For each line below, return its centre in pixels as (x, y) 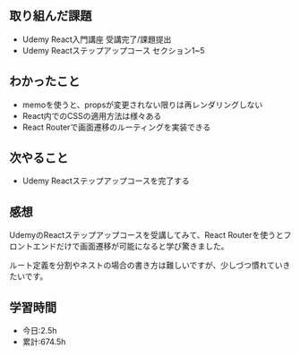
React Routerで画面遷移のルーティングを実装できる (116, 127)
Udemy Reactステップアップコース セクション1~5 (113, 50)
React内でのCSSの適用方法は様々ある (92, 115)
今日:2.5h (39, 331)
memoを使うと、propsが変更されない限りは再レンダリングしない (142, 105)
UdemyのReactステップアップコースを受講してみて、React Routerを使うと (146, 235)
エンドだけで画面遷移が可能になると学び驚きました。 (131, 246)
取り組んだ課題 (51, 16)
